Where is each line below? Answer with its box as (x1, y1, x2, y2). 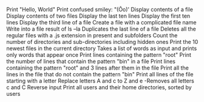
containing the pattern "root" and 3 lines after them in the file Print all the (6, 64, 189, 71)
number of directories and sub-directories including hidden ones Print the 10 (6, 38, 199, 45)
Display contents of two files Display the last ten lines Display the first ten (6, 12, 191, 20)
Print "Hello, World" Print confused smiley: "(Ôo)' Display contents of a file (6, 6, 194, 13)
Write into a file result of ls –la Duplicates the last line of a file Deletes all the (6, 25, 197, 32)
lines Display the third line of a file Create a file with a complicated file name (6, 19, 197, 26)
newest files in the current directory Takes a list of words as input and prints (6, 45, 197, 52)
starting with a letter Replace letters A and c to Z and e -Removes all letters (6, 77, 195, 84)
